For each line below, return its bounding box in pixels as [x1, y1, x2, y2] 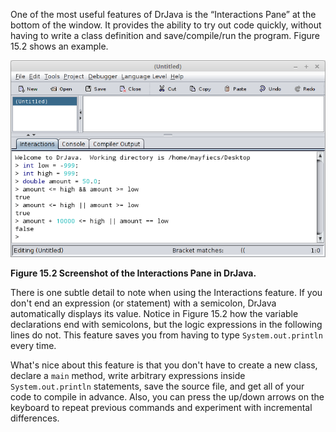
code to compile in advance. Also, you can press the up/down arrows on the [10, 391, 325, 403]
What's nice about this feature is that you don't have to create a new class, [10, 359, 318, 371]
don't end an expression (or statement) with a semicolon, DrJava [10, 297, 277, 309]
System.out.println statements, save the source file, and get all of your [10, 380, 305, 393]
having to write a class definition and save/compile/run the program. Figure [10, 30, 320, 41]
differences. [10, 412, 60, 424]
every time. [10, 340, 57, 352]
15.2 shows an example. [10, 40, 109, 52]
